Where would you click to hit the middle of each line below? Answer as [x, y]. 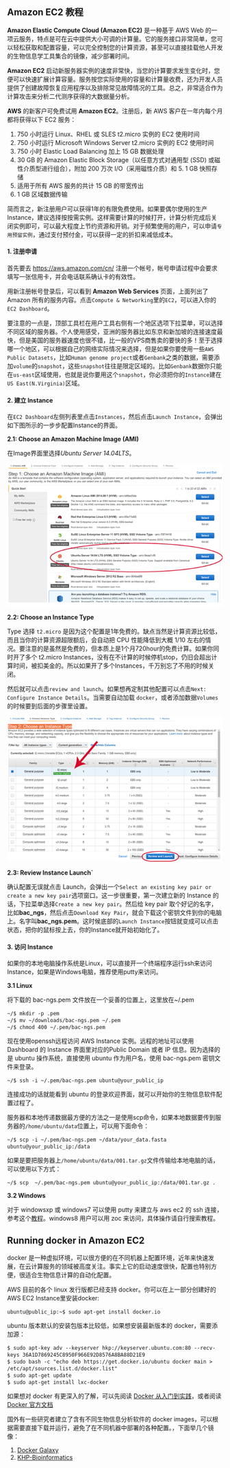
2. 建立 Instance [30, 400]
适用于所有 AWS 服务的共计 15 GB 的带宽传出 [80, 185]
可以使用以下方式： [34, 1169]
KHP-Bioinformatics [45, 1457]
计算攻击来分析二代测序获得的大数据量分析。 [70, 96]
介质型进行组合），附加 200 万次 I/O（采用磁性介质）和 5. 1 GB [111, 168]
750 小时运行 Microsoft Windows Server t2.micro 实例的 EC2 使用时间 [115, 142]
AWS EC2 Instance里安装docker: [53, 1298]
